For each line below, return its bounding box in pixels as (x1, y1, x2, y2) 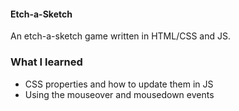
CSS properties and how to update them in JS (24, 78, 214, 90)
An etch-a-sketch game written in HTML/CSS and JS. (10, 30, 231, 42)
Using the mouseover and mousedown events (24, 88, 215, 100)
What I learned (10, 55, 83, 69)
